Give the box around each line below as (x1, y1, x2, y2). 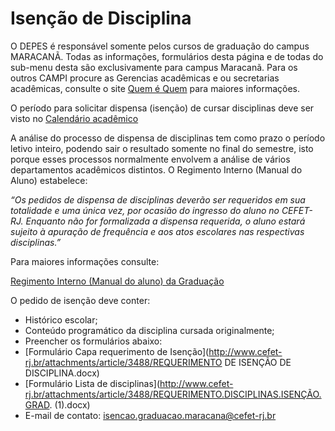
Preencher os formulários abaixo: (24, 335, 163, 347)
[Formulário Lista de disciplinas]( (24, 377, 161, 389)
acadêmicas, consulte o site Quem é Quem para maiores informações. (10, 82, 301, 94)
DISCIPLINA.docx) (24, 367, 100, 379)
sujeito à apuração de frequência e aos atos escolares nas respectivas (10, 225, 305, 237)
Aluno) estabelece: (10, 174, 88, 186)
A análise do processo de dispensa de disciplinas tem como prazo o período (10, 132, 326, 144)
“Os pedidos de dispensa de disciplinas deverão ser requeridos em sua (10, 193, 306, 206)
